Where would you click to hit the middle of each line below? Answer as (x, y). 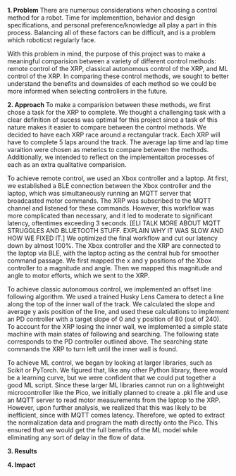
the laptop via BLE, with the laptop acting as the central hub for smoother (113, 253)
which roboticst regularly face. (52, 40)
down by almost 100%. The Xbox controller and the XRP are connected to (114, 245)
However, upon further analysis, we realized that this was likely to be (107, 407)
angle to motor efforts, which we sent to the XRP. (79, 275)
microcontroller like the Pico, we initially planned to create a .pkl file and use (118, 393)
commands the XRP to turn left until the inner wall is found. (93, 349)
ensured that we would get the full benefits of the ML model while (103, 430)
